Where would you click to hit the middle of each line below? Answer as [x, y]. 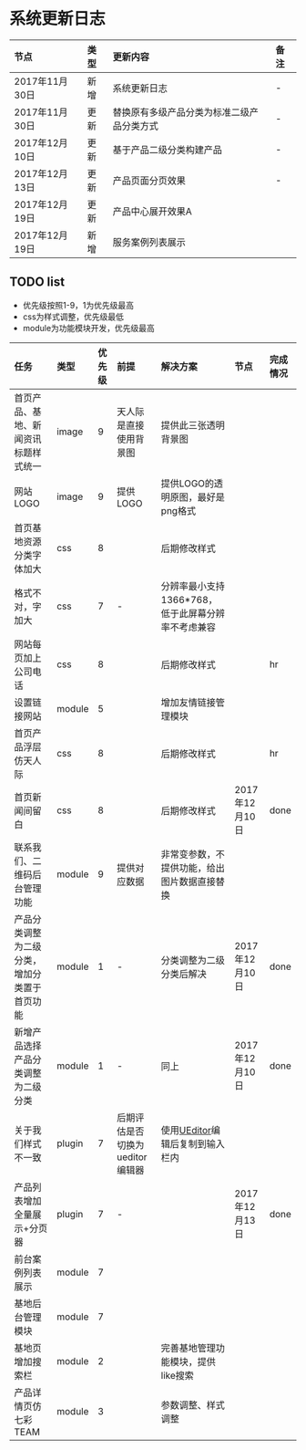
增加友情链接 [189, 702]
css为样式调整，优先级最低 [73, 317]
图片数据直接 [189, 881]
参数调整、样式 [193, 1404]
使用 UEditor [186, 1130]
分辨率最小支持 [193, 586]
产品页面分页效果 [149, 181]
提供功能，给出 [193, 868]
